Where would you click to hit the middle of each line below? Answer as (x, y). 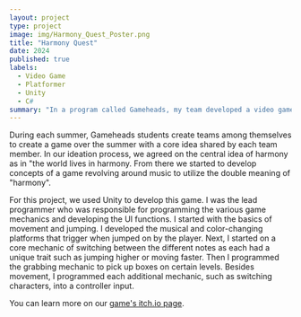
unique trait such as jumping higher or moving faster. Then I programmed (144, 258)
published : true (39, 59)
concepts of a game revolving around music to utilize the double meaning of (150, 173)
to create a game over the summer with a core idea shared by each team (143, 145)
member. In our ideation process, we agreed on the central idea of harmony (149, 154)
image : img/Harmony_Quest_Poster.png (80, 34)
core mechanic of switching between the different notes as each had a (140, 248)
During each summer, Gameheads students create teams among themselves (150, 135)
